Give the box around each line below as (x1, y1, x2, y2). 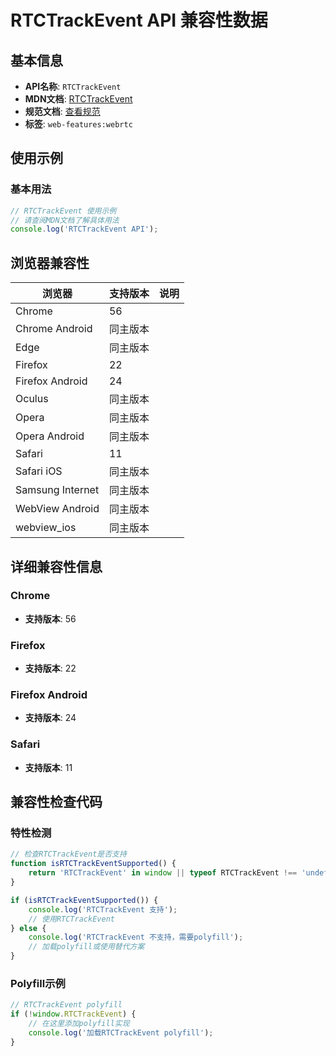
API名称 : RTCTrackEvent (24, 81, 122, 92)
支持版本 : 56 (24, 612, 77, 625)
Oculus (15, 392, 49, 406)
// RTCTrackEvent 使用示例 (10, 206, 117, 216)
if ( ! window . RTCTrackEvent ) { (10, 1009, 137, 1020)
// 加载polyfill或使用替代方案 (28, 942, 145, 952)
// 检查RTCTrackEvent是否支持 (10, 849, 127, 860)
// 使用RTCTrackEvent (28, 914, 115, 924)
